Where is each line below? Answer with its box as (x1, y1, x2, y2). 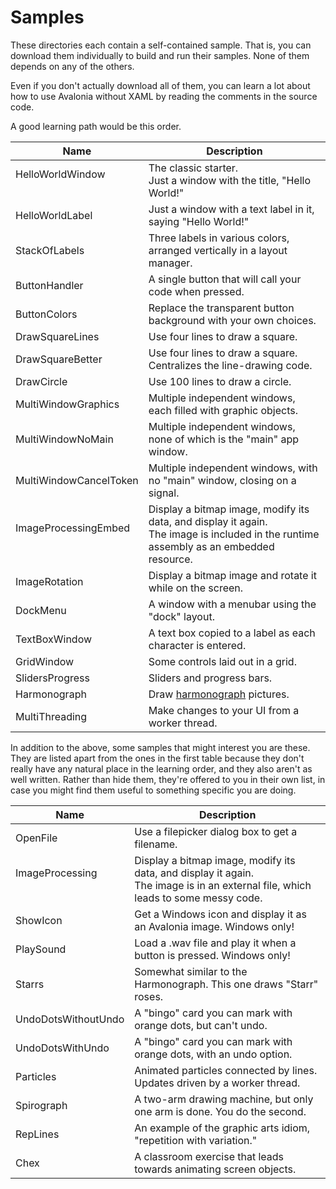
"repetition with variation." (134, 1133, 258, 1147)
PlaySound (15, 942, 67, 956)
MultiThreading (15, 709, 88, 723)
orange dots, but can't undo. (134, 1018, 268, 1032)
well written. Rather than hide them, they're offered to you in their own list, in (10, 773, 326, 785)
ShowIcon (15, 913, 63, 927)
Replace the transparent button (148, 301, 295, 315)
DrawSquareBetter (15, 352, 103, 366)
